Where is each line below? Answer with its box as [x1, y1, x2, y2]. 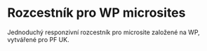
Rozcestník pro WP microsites [7, 5, 186, 21]
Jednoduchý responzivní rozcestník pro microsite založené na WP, [7, 28, 200, 36]
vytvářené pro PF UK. [7, 35, 69, 43]
